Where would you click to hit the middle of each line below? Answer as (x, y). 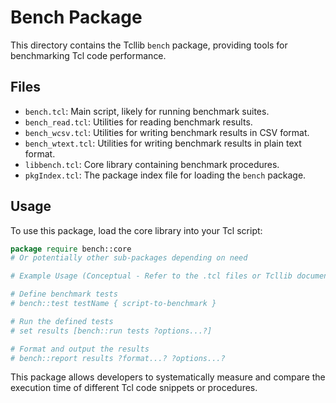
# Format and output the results (80, 349)
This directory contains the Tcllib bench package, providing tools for (149, 45)
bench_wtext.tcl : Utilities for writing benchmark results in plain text (163, 143)
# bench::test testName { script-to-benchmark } (113, 304)
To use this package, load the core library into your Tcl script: (136, 230)
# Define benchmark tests (64, 294)
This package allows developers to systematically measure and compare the (168, 377)
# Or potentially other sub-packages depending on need (129, 258)
